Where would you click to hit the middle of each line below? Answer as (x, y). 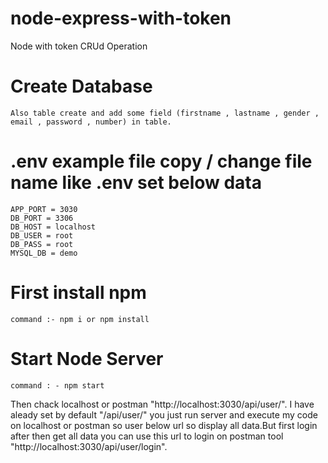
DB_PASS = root (42, 244)
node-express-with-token (121, 18)
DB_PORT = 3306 (42, 218)
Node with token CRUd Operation (79, 46)
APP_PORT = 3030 (44, 209)
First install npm (78, 293)
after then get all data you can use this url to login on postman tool (147, 436)
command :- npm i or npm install (80, 319)
